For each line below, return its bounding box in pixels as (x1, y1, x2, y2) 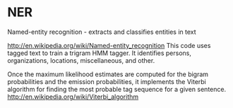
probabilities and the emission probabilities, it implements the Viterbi (7, 77, 207, 85)
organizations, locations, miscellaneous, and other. (7, 56, 155, 64)
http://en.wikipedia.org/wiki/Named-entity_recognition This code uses (7, 41, 211, 49)
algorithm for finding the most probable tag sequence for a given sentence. (7, 85, 227, 93)
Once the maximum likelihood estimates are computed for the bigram (7, 70, 209, 78)
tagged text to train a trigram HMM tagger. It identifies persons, (7, 49, 192, 57)
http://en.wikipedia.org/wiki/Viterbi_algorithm (7, 92, 139, 101)
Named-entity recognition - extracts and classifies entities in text (7, 28, 196, 36)
